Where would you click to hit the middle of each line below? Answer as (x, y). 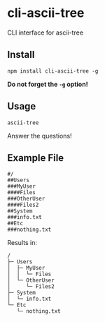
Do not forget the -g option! (48, 84)
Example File (36, 158)
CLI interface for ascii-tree (45, 32)
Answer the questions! (40, 136)
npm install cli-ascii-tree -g (53, 71)
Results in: (22, 243)
